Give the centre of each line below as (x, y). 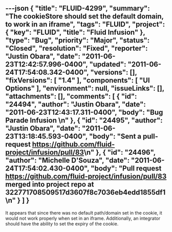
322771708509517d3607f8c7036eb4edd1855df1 (85, 192)
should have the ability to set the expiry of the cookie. (62, 224)
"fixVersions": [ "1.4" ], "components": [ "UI (78, 81)
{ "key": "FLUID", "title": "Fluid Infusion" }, (75, 33)
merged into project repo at (50, 185)
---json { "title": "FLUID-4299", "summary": (78, 8)
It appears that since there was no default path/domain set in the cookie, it (84, 213)
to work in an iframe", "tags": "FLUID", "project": (85, 24)
